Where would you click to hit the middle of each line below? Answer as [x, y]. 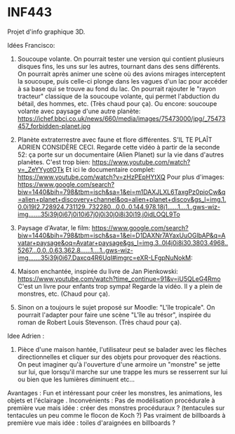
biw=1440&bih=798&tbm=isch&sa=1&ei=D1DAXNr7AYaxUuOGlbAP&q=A [121, 235]
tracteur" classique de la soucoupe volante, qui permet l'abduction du [118, 96]
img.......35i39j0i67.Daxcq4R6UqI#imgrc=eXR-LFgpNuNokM [104, 258]
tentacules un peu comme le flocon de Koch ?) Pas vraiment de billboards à [116, 415]
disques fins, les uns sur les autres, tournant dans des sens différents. [119, 66]
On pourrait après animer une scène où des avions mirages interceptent [121, 74]
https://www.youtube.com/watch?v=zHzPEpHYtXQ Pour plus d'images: [121, 177]
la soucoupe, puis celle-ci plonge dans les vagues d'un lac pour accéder [122, 81]
